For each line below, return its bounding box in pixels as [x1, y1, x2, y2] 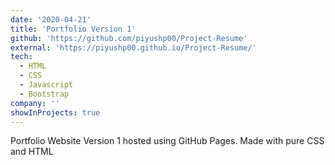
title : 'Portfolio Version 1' [10, 24, 137, 34]
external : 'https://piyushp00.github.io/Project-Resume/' [10, 42, 257, 53]
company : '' [10, 98, 60, 108]
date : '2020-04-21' [10, 14, 92, 25]
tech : [10, 52, 33, 62]
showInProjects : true [10, 107, 101, 118]
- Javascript [19, 80, 74, 90]
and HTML [10, 146, 54, 158]
